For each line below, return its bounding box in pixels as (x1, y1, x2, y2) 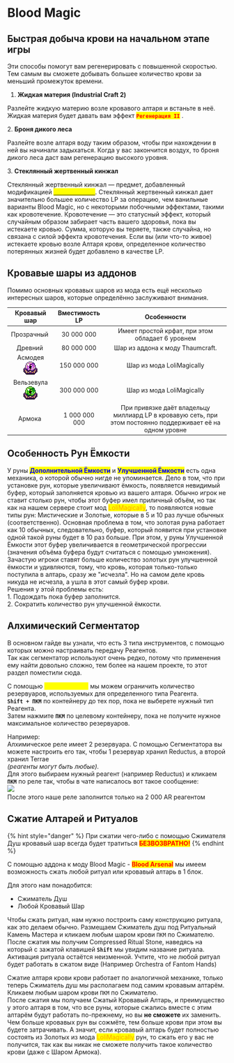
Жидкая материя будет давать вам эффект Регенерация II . (7, 112, 184, 119)
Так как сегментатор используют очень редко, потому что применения (7, 653, 221, 661)
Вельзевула (13, 379, 49, 387)
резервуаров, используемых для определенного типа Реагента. (7, 689, 199, 698)
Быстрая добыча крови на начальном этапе (7, 33, 210, 45)
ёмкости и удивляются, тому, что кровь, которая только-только (7, 562, 198, 571)
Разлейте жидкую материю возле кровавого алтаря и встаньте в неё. (7, 104, 216, 112)
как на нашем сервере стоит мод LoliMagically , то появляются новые (7, 503, 214, 511)
